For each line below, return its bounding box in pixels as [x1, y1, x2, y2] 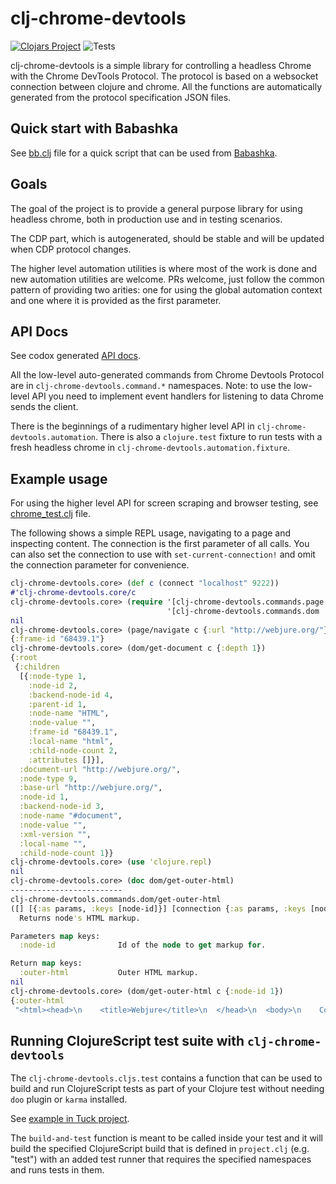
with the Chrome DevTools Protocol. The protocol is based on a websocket [10, 70, 319, 82]
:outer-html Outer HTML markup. [19, 968, 199, 978]
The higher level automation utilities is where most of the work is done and [10, 262, 318, 274]
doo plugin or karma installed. [10, 1093, 128, 1106]
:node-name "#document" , [19, 811, 123, 821]
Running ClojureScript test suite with [10, 1032, 245, 1049]
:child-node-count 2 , [28, 745, 118, 756]
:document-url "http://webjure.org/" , [19, 764, 182, 774]
